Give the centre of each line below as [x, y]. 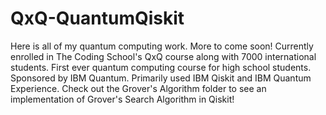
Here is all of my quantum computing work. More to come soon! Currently [162, 46]
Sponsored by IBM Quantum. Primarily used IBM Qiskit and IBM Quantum [161, 78]
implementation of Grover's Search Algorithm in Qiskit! [122, 99]
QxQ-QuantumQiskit [97, 18]
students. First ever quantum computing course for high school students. [161, 67]
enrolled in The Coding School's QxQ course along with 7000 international [163, 56]
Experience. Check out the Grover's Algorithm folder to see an [138, 88]
